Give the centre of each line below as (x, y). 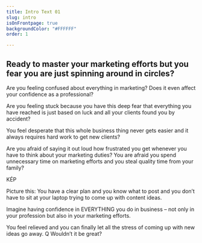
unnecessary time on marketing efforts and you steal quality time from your (100, 161)
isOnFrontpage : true (32, 23)
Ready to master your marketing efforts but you (97, 64)
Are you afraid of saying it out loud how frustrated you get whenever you (96, 148)
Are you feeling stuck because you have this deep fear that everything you (99, 106)
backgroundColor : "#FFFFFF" (42, 29)
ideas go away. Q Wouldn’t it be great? (54, 233)
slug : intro (21, 17)
